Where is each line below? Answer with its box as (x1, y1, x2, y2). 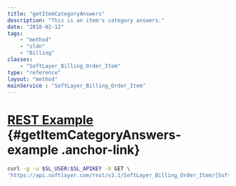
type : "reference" (7, 69, 61, 76)
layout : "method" (7, 75, 58, 83)
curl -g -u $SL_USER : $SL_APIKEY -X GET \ (7, 166, 131, 173)
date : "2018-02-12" (7, 23, 65, 30)
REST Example (7, 112, 93, 128)
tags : (7, 29, 23, 37)
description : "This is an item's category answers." (7, 17, 165, 24)
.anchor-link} (60, 142, 140, 158)
